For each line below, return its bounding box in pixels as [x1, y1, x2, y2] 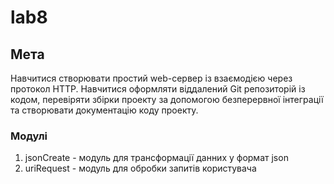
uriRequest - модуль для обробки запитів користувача [24, 162, 257, 175]
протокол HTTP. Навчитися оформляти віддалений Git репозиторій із [10, 83, 306, 95]
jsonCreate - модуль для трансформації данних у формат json [24, 152, 289, 164]
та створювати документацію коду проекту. [10, 104, 199, 116]
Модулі [10, 129, 48, 143]
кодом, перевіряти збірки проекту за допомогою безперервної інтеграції [10, 94, 324, 105]
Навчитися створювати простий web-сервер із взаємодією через [10, 72, 293, 84]
